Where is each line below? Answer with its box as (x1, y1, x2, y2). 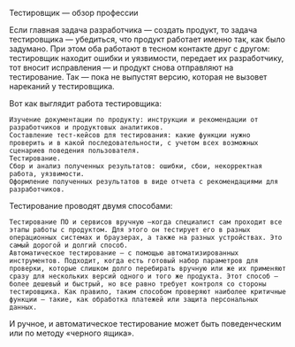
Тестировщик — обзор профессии (9, 8, 139, 18)
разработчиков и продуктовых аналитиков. (9, 123, 164, 132)
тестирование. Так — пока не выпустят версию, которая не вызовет (9, 72, 268, 82)
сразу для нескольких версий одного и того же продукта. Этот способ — (9, 272, 278, 281)
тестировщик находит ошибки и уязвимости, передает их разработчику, (9, 53, 284, 63)
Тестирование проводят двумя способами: (9, 201, 173, 211)
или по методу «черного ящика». (9, 328, 135, 338)
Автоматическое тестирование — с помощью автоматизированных (9, 249, 239, 258)
